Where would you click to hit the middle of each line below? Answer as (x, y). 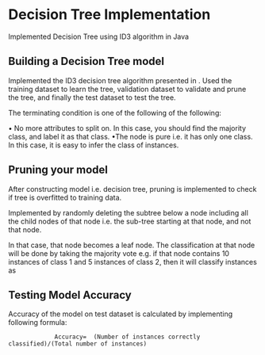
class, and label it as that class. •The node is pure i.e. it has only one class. (131, 136)
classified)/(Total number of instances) (78, 344)
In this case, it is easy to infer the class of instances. (94, 145)
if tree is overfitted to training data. (65, 197)
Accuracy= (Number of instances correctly (127, 337)
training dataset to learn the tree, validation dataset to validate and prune (127, 89)
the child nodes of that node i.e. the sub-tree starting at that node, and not (130, 221)
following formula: (38, 323)
